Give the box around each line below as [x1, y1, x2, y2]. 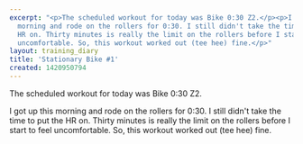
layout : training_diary [9, 47, 99, 56]
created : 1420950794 [9, 64, 87, 73]
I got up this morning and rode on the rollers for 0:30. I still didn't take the [9, 105, 282, 116]
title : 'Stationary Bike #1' [9, 55, 119, 64]
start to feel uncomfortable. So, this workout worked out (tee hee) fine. [9, 124, 272, 135]
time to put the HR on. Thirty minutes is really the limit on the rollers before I [9, 114, 291, 126]
